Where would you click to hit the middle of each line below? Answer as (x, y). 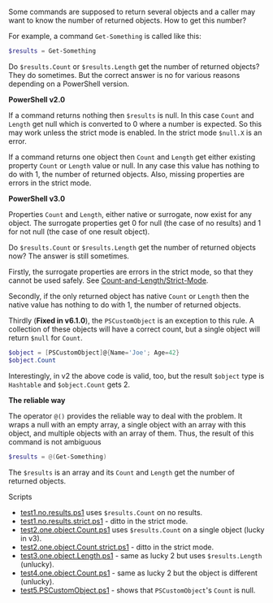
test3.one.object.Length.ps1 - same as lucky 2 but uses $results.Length (141, 555)
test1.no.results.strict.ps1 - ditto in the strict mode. (104, 521)
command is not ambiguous (55, 441)
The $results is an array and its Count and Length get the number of (122, 472)
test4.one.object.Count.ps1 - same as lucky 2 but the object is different (139, 573)
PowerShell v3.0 (37, 198)
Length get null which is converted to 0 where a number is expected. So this (135, 124)
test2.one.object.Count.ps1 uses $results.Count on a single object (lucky (142, 529)
